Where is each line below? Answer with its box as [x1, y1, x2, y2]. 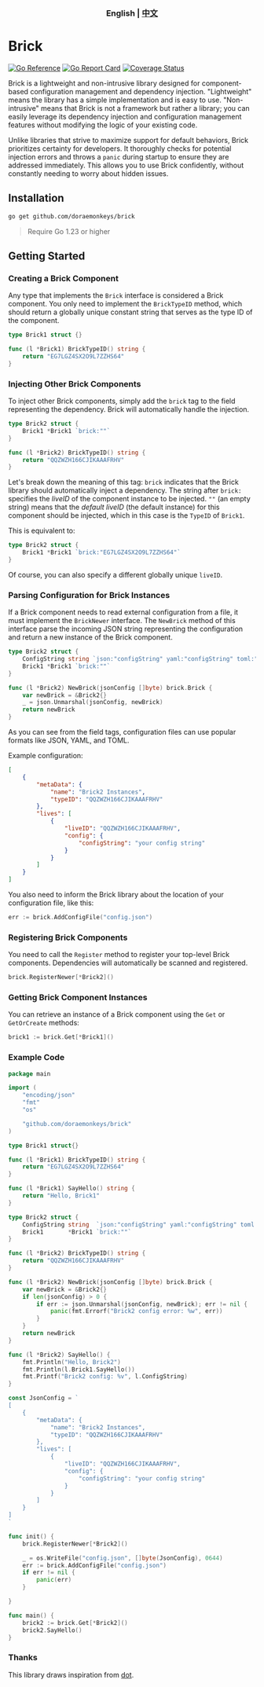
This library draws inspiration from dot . [8, 1670, 134, 1679]
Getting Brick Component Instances [8, 992, 148, 1003]
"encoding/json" [22, 1091, 76, 1099]
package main [8, 1069, 51, 1078]
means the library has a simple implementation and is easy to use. [8, 95, 222, 105]
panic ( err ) [36, 1576, 72, 1584]
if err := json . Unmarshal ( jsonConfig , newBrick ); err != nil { [36, 1300, 247, 1308]
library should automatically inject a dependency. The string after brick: [8, 486, 242, 495]
